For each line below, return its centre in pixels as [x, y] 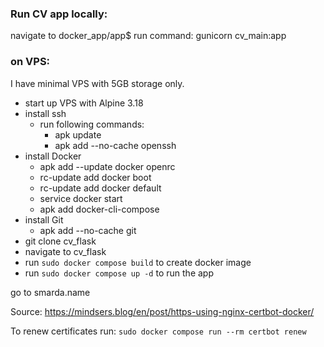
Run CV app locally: [59, 14]
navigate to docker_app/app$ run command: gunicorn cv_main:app [148, 36]
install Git [44, 219]
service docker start [81, 198]
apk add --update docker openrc [107, 166]
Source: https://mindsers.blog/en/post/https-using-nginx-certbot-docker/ [162, 311]
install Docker [53, 156]
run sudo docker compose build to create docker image [138, 262]
